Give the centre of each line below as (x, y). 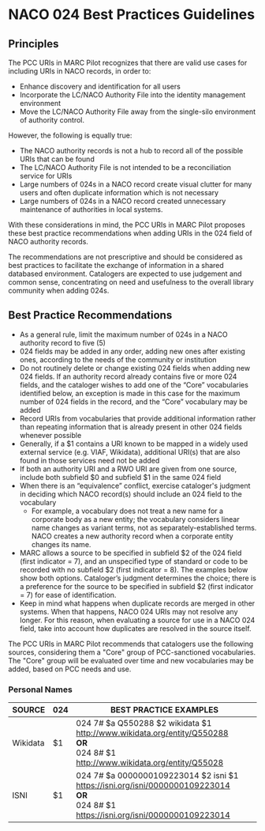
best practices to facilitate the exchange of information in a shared (116, 265)
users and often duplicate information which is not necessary (119, 193)
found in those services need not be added (90, 460)
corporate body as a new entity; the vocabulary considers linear (135, 519)
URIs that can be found (57, 159)
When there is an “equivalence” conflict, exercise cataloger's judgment (135, 485)
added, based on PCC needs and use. (70, 669)
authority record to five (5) (63, 342)
